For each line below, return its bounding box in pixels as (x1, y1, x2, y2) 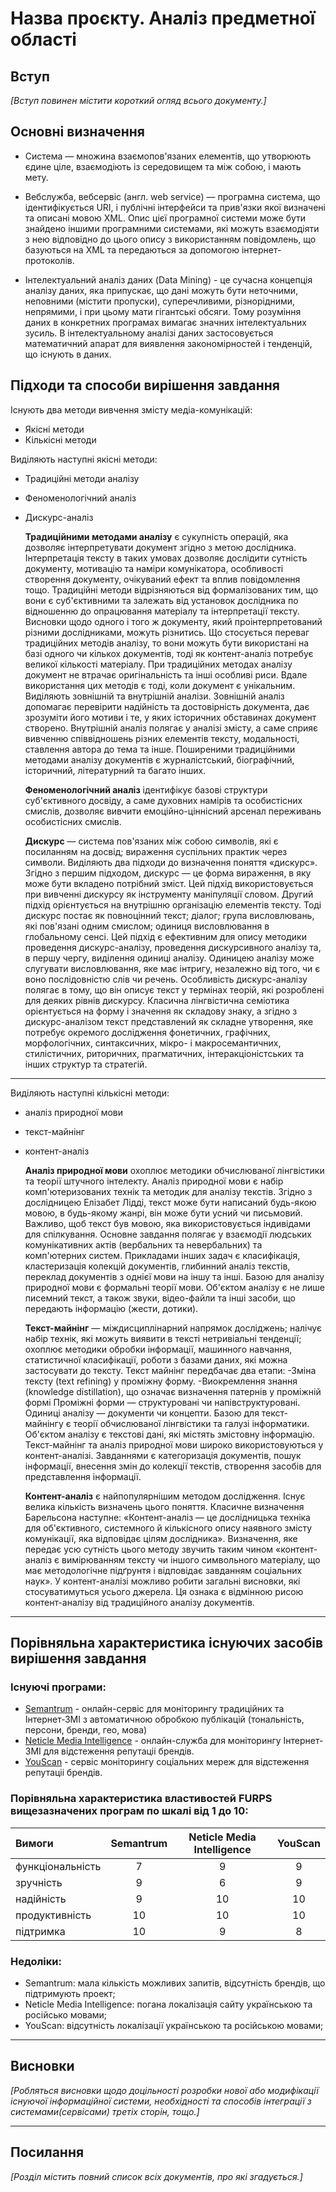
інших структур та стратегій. (24, 1058, 148, 1070)
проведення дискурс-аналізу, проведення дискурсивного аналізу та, (24, 941, 322, 953)
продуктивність (15, 1908, 92, 1922)
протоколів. (24, 254, 75, 266)
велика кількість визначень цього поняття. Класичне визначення (24, 1500, 305, 1512)
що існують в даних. (24, 348, 112, 360)
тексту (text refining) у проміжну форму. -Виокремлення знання (24, 1375, 298, 1387)
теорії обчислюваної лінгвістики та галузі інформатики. (73, 1417, 310, 1429)
